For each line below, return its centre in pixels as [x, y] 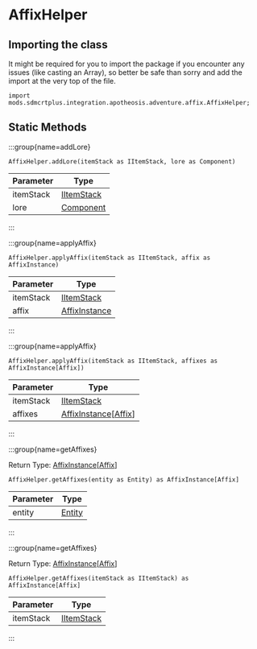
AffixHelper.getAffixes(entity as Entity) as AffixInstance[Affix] [124, 480]
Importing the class [58, 45]
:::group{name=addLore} [50, 147]
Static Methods [48, 128]
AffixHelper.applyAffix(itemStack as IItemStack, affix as [110, 258]
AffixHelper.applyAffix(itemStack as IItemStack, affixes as [113, 361]
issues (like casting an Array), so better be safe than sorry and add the [126, 72]
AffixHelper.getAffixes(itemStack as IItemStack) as [99, 578]
